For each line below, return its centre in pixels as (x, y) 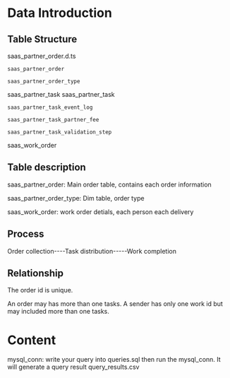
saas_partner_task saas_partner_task (61, 94)
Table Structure (42, 39)
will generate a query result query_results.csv (73, 367)
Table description (47, 167)
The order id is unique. (40, 290)
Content (32, 340)
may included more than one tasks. (58, 312)
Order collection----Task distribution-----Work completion (92, 251)
